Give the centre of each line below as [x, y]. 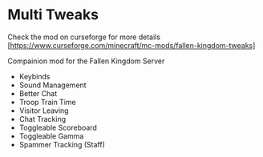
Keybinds [34, 76]
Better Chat [38, 93]
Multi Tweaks [53, 15]
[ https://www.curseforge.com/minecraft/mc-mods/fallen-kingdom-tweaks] [131, 45]
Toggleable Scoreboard [58, 127]
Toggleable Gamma [51, 136]
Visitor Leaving [44, 111]
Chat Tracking [42, 119]
